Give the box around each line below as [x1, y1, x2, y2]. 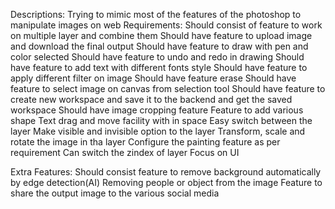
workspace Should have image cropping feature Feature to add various [10, 104, 304, 116]
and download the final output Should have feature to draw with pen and [10, 40, 309, 52]
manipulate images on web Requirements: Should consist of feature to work [10, 19, 323, 31]
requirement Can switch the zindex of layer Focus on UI [10, 147, 240, 158]
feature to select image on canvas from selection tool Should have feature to [10, 83, 326, 94]
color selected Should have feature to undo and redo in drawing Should [10, 51, 305, 63]
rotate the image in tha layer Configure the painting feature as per [10, 136, 281, 148]
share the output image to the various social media [10, 187, 220, 199]
